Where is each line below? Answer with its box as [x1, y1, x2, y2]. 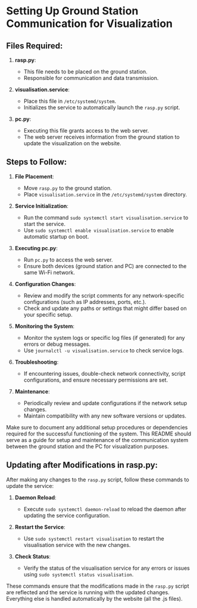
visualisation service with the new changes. [23, 541, 131, 548]
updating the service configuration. [23, 512, 110, 519]
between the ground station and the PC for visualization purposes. [6, 443, 169, 450]
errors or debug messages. [23, 340, 91, 348]
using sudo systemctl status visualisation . [23, 570, 134, 578]
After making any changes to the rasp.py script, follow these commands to [6, 476, 189, 483]
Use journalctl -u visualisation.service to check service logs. [23, 346, 185, 354]
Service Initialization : [14, 202, 68, 210]
